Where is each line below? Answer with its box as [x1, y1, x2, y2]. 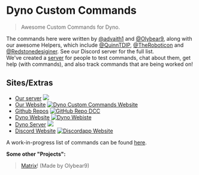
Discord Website [14, 127, 56, 134]
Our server [14, 94, 42, 102]
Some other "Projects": [6, 150, 66, 158]
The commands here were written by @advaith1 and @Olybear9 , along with [6, 35, 192, 42]
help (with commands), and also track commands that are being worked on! [6, 61, 194, 68]
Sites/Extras [6, 78, 53, 88]
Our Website [14, 101, 46, 108]
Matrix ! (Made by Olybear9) [20, 162, 90, 169]
